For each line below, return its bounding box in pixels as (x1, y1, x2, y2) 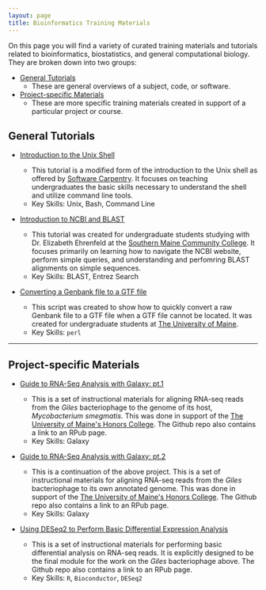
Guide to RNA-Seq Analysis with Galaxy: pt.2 (19, 452, 166, 461)
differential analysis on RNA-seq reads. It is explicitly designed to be (31, 548, 254, 558)
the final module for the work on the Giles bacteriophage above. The (31, 557, 255, 566)
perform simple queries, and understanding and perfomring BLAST (31, 255, 250, 265)
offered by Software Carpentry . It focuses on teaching (31, 174, 208, 183)
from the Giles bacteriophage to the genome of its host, (31, 403, 213, 412)
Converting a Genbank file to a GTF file (19, 287, 147, 297)
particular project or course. (31, 106, 123, 115)
